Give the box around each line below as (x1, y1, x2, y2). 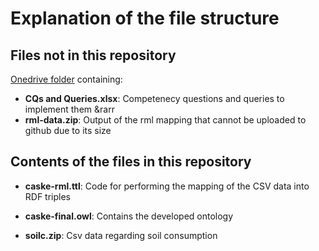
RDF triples (24, 190, 72, 202)
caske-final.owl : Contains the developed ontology (24, 210, 234, 222)
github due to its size (24, 125, 112, 136)
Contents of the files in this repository (10, 153, 252, 171)
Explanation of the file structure (10, 7, 280, 30)
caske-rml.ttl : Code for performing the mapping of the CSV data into (24, 180, 310, 192)
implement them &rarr (24, 103, 115, 115)
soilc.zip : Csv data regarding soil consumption (24, 229, 218, 241)
